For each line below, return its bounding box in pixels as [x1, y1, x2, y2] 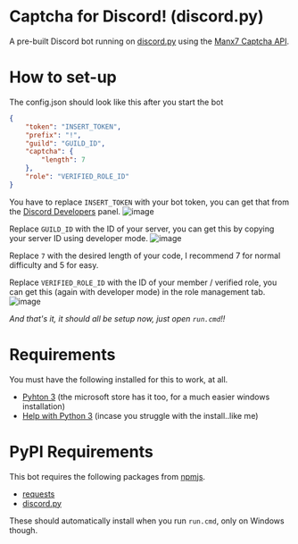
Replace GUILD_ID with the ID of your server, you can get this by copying [9, 223, 275, 234]
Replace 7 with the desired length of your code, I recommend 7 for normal [9, 250, 281, 261]
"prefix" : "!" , [25, 130, 82, 139]
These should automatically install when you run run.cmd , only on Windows [9, 515, 285, 526]
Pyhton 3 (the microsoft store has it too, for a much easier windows [21, 391, 270, 402]
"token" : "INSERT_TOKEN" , [25, 122, 122, 131]
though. [9, 524, 38, 535]
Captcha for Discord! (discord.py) [9, 6, 264, 27]
